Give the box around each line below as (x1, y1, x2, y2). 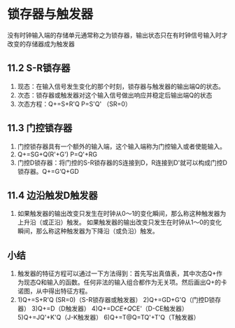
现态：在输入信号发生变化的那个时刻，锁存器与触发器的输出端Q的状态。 (17, 82, 225, 90)
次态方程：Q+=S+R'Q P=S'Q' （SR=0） (17, 100, 131, 108)
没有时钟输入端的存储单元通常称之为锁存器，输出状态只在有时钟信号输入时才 (7, 31, 228, 39)
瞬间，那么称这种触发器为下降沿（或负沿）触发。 (17, 227, 159, 235)
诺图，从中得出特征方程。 (17, 287, 92, 295)
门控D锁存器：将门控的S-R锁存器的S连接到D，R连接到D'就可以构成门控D (17, 158, 227, 167)
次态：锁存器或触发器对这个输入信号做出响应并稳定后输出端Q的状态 (17, 90, 213, 99)
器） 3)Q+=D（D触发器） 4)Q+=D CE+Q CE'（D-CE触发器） (17, 304, 189, 313)
